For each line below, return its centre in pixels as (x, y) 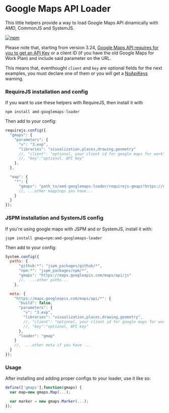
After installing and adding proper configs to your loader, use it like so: (78, 378)
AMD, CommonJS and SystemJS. (40, 28)
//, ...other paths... (44, 280)
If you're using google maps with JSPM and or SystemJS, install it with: (79, 229)
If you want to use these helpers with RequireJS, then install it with (74, 103)
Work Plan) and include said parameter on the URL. (58, 58)
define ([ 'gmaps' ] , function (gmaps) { (44, 388)
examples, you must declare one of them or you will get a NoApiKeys (76, 73)
